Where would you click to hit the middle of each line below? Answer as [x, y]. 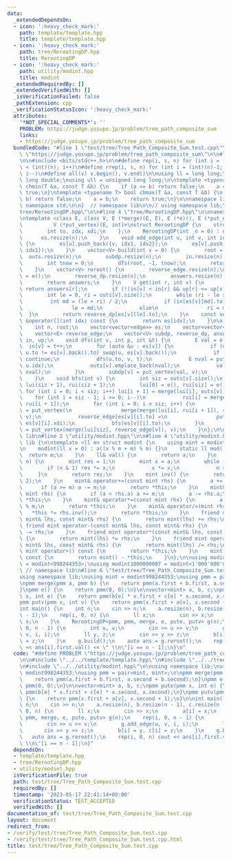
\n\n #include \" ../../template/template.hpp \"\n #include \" [107, 660]
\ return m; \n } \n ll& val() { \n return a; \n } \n [118, 455]
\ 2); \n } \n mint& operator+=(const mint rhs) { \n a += [121, 481]
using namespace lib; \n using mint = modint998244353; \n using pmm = [118, 577]
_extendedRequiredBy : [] [49, 84]
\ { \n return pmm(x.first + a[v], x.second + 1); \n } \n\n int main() [123, 699]
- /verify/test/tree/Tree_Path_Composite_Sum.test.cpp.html [95, 839]
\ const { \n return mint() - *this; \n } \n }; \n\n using [113, 558]
